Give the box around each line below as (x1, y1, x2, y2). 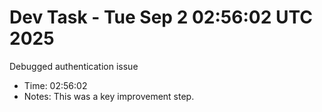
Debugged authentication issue (9, 60, 139, 72)
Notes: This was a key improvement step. (23, 90, 195, 102)
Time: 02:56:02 (23, 79, 88, 91)
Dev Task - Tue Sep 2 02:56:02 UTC (9, 6, 313, 29)
